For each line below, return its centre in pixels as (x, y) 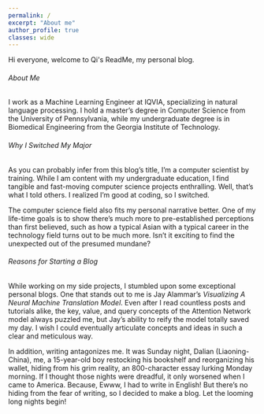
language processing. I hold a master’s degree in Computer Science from (127, 110)
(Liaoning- (232, 351)
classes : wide (32, 37)
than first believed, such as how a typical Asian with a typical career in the (129, 227)
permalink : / (30, 15)
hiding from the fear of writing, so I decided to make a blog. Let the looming (131, 393)
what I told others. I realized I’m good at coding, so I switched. (109, 194)
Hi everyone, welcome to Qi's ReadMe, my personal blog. (101, 60)
